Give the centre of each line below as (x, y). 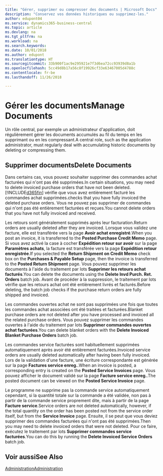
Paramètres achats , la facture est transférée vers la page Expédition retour (81, 248)
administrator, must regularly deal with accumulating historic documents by (80, 145)
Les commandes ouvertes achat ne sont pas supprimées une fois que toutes (81, 304)
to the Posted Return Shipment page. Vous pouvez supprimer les (71, 264)
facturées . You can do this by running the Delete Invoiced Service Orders (79, 436)
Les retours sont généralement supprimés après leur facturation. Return (76, 222)
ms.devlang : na (20, 32)
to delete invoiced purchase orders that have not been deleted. (68, 187)
